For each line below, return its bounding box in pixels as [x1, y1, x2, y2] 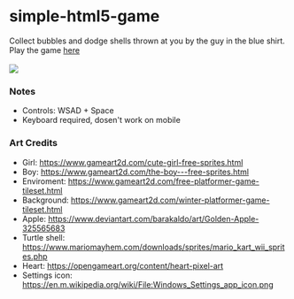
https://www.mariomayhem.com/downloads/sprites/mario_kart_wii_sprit [21, 241, 285, 252]
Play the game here [9, 44, 81, 55]
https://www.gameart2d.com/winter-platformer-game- [70, 195, 270, 205]
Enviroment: [21, 175, 66, 187]
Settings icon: [21, 270, 73, 280]
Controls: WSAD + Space [21, 105, 114, 116]
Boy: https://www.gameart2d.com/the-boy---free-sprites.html [21, 166, 250, 177]
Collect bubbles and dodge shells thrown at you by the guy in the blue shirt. [9, 35, 285, 46]
